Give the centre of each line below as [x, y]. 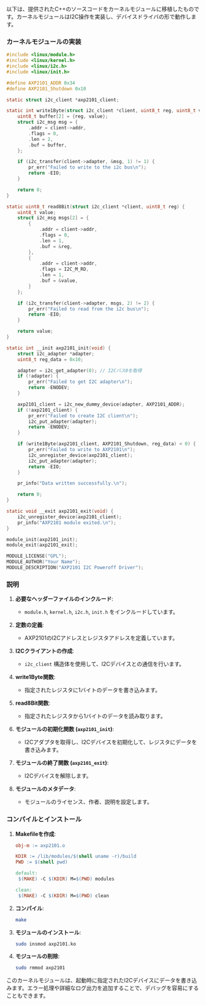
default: [26, 873]
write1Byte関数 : [35, 677]
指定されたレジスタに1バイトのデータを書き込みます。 [92, 690]
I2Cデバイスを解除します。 [58, 776]
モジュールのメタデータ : [45, 789]
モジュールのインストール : [48, 932]
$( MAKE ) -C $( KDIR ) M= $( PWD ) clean [63, 896]
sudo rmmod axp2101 [40, 968]
